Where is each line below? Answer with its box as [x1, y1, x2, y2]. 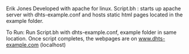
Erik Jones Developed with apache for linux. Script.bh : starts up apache [6, 5, 181, 12]
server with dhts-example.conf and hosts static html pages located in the [6, 11, 183, 18]
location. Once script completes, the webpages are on [6, 35, 137, 42]
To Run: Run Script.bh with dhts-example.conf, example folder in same [6, 29, 177, 36]
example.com [6, 41, 39, 48]
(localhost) [40, 41, 66, 48]
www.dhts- [138, 35, 166, 42]
